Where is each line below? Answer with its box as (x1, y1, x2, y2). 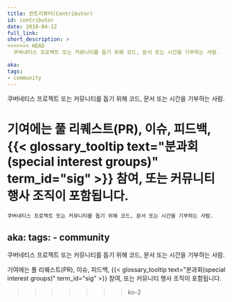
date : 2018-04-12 (7, 23, 57, 30)
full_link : (7, 29, 39, 37)
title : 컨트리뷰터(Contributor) (7, 10, 93, 17)
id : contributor (7, 17, 54, 24)
